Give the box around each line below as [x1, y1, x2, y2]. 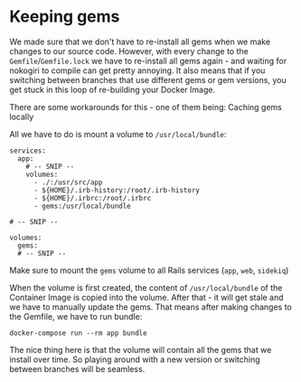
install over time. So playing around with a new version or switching [9, 354, 260, 365]
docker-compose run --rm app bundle [9, 328, 147, 338]
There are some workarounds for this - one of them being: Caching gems [9, 101, 283, 112]
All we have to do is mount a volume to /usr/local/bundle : [9, 128, 227, 139]
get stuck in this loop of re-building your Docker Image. [9, 84, 215, 95]
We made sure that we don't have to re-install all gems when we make [9, 36, 271, 47]
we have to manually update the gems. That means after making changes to [9, 301, 292, 312]
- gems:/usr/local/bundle [33, 201, 131, 210]
